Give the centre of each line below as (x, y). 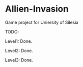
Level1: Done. (19, 41)
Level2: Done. (19, 50)
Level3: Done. (19, 60)
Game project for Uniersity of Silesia (42, 22)
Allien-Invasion (37, 9)
